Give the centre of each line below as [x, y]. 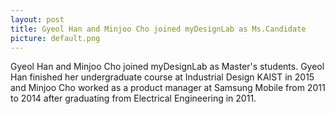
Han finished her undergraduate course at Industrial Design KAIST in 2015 [162, 77]
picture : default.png [55, 38]
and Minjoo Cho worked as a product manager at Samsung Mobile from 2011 [168, 88]
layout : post [37, 19]
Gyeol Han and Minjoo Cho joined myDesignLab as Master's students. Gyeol [167, 67]
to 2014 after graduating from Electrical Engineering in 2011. [133, 98]
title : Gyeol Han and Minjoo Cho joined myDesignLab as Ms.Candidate [158, 29]
